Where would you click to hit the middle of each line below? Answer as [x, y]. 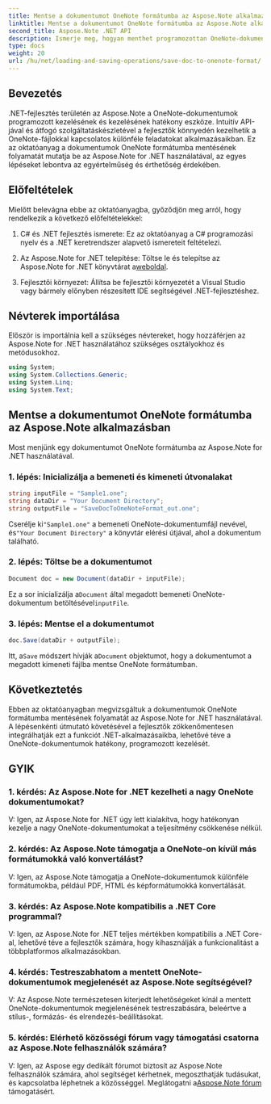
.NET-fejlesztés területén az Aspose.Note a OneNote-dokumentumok [123, 113]
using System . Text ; [41, 390]
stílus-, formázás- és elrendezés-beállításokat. [86, 1017]
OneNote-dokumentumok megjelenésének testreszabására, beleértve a [128, 1008]
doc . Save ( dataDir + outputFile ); [65, 640]
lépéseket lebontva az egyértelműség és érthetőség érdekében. [115, 164]
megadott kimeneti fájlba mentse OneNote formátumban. [103, 664]
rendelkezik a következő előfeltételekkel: [76, 218]
